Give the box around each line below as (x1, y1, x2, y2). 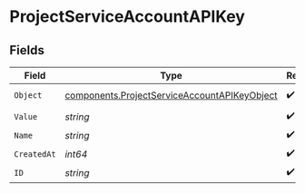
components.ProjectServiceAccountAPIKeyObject (64, 89, 279, 101)
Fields (9, 43, 45, 58)
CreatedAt (14, 149, 56, 159)
